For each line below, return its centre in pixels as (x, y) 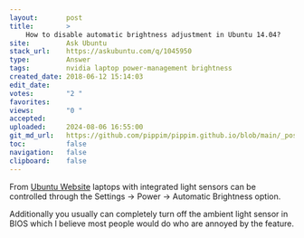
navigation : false (48, 152)
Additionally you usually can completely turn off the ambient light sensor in (149, 214)
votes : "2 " (46, 93)
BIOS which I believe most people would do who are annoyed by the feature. (152, 224)
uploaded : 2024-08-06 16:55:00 (76, 128)
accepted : (28, 119)
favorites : (30, 102)
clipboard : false (48, 161)
